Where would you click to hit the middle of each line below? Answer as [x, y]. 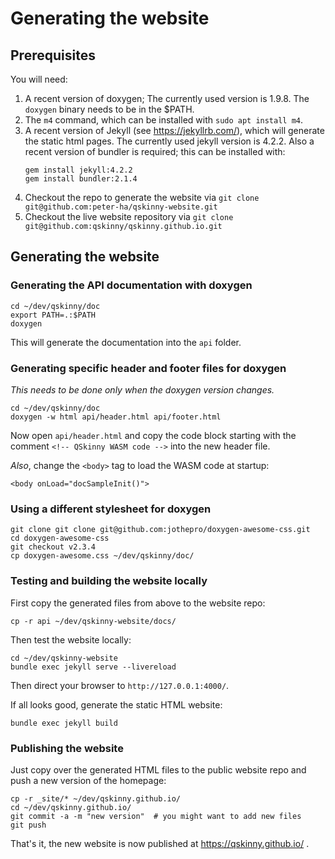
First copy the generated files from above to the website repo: [138, 603]
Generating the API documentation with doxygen [131, 285]
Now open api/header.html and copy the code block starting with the [153, 435]
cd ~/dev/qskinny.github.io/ [71, 807]
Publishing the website [67, 748]
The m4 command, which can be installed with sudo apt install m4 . [164, 120]
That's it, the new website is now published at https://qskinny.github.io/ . [160, 843]
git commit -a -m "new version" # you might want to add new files [156, 816]
